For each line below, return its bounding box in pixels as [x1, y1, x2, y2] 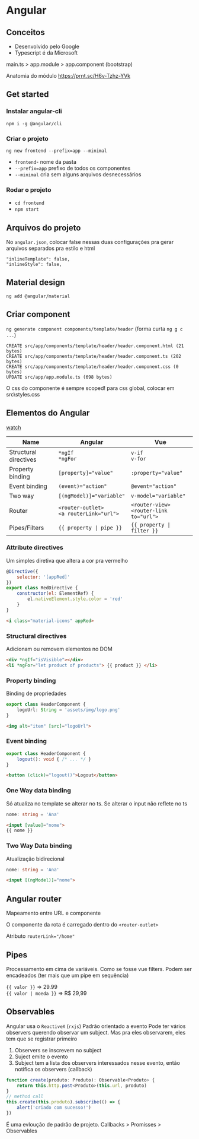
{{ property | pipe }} [58, 524, 123, 531]
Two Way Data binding [6, 842, 72, 850]
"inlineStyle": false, [6, 262, 62, 268]
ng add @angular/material [6, 293, 70, 299]
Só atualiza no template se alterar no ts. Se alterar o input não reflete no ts [6, 799, 188, 807]
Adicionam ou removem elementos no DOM [6, 645, 113, 652]
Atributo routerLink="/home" [6, 932, 75, 940]
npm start [14, 207, 40, 212]
